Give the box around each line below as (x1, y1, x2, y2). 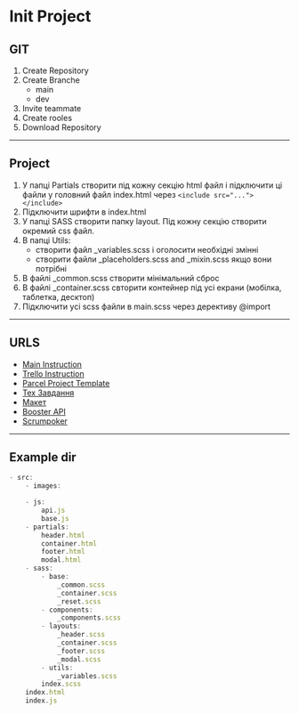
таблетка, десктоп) (21, 291, 95, 302)
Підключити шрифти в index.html (21, 207, 147, 217)
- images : (25, 482, 62, 491)
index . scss (41, 679, 82, 689)
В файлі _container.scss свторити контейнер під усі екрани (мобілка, (21, 282, 282, 293)
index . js (25, 696, 58, 705)
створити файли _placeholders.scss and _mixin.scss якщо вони (35, 254, 272, 264)
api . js (41, 506, 66, 515)
